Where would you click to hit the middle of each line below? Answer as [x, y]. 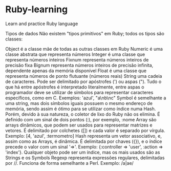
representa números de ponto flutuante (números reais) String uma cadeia [84, 76]
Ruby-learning [37, 9]
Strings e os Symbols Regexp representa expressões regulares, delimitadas [85, 158]
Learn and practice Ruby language [42, 24]
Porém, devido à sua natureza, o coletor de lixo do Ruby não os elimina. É [83, 114]
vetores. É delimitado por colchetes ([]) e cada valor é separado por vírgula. [85, 130]
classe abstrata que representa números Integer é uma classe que [75, 54]
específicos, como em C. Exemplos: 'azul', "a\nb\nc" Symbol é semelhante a [86, 98]
